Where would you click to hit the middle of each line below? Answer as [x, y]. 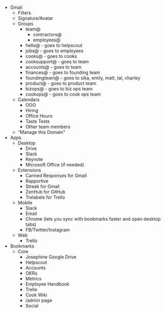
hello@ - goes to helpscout [54, 45]
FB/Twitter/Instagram [48, 230]
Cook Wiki [36, 295]
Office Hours [39, 116]
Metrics [33, 279]
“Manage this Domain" [41, 132]
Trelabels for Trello [45, 197]
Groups [26, 23]
